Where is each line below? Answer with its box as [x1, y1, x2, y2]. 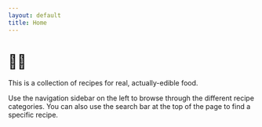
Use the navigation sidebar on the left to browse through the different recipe [8, 93, 255, 103]
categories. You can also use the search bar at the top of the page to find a [8, 102, 251, 111]
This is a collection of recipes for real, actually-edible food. [8, 78, 198, 88]
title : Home [8, 19, 47, 27]
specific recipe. [8, 111, 59, 120]
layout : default [8, 11, 61, 20]
